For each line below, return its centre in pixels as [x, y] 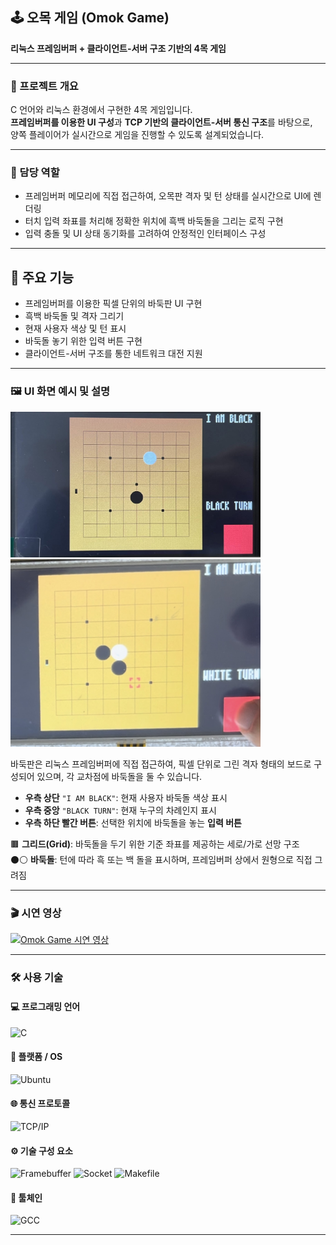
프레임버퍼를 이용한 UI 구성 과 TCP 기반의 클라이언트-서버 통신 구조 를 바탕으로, [161, 122]
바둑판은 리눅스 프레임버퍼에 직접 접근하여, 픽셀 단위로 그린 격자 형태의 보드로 [161, 764]
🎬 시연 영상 [36, 913]
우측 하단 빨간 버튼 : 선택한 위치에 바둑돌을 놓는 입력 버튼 [133, 823]
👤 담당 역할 [35, 173]
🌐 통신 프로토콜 [40, 1104]
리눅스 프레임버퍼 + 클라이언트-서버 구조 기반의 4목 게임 [118, 48]
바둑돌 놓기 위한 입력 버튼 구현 [83, 341]
